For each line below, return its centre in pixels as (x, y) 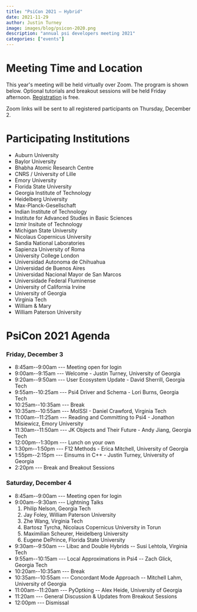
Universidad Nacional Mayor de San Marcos (68, 274)
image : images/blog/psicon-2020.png (51, 28)
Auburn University (36, 155)
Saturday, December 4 (39, 483)
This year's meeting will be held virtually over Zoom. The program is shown (97, 84)
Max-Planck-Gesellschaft (45, 205)
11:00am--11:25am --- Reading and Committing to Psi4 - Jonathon (94, 418)
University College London (47, 255)
